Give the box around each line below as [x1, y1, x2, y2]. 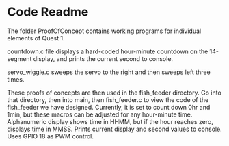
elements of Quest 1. [7, 34, 65, 42]
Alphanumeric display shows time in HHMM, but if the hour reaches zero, [7, 117, 213, 125]
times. [7, 75, 25, 83]
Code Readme [7, 4, 89, 20]
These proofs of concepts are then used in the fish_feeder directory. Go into [7, 88, 222, 97]
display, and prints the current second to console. [33, 54, 173, 62]
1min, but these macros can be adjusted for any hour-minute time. [7, 110, 193, 119]
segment [7, 54, 32, 62]
